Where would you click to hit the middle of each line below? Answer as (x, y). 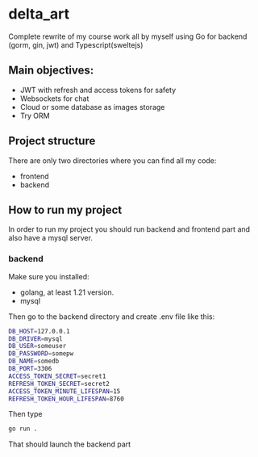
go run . (23, 429)
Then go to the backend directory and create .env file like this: (112, 317)
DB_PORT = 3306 (30, 369)
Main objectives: (51, 71)
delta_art (39, 14)
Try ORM (35, 115)
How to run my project (65, 210)
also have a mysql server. (50, 238)
